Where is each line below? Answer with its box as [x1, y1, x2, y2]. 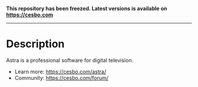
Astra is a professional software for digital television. [6, 56, 134, 63]
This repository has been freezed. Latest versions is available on [6, 5, 167, 12]
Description [6, 38, 65, 51]
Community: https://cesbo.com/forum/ [14, 74, 109, 81]
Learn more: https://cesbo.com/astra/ [14, 68, 107, 75]
